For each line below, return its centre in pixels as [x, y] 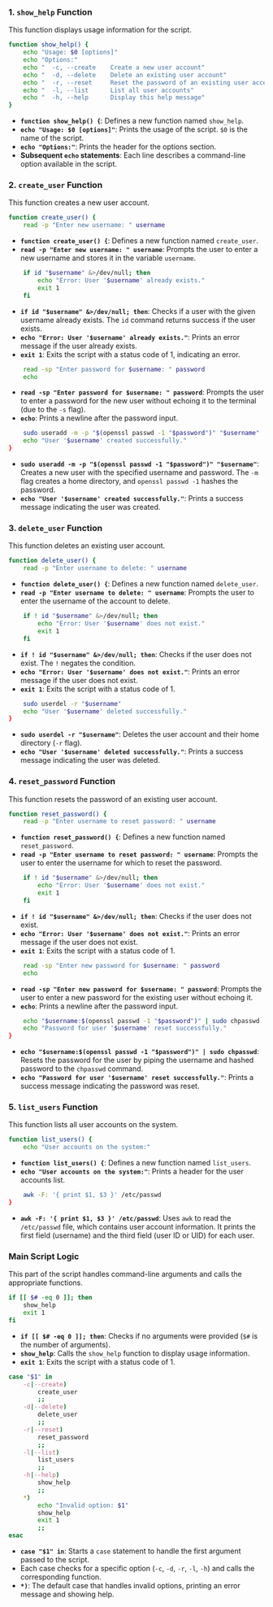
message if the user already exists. [79, 346]
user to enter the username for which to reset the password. [121, 863]
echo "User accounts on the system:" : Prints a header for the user [132, 1171]
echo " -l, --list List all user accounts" [109, 90]
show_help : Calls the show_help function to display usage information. [135, 1353]
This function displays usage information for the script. [100, 30]
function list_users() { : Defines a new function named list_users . [136, 1163]
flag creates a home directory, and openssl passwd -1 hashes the [129, 481]
